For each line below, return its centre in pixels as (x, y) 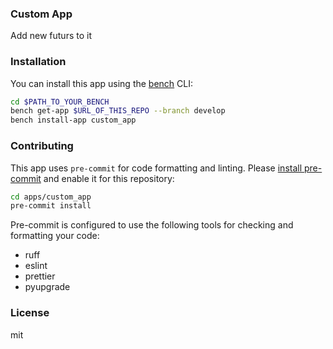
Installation (38, 62)
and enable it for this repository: (109, 178)
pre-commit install (51, 206)
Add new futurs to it (51, 36)
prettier (40, 276)
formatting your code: (55, 236)
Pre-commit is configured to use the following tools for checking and (152, 225)
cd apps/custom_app (51, 197)
